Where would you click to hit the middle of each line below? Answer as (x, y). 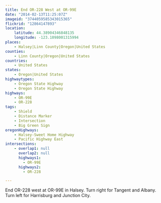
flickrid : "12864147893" (31, 24)
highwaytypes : (20, 79)
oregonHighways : (22, 130)
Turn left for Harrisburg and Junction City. (48, 196)
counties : (15, 51)
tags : (11, 107)
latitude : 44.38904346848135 (44, 33)
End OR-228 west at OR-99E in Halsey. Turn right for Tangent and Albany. (81, 190)
